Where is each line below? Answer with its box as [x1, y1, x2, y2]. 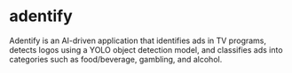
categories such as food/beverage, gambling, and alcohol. [9, 54, 223, 64]
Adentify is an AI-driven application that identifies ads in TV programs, [9, 35, 267, 46]
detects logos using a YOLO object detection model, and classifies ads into [9, 44, 283, 55]
